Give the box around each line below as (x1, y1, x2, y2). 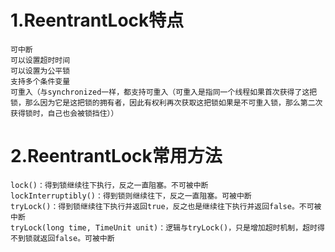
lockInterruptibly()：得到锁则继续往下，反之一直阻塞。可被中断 (10, 191, 252, 201)
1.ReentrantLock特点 (10, 9, 185, 32)
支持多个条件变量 (10, 76, 71, 86)
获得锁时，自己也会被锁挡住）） (10, 108, 119, 118)
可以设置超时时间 (10, 55, 71, 65)
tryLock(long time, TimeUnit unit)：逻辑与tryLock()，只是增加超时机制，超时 (10, 222, 318, 233)
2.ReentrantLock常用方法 (10, 145, 223, 168)
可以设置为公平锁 (10, 66, 71, 76)
